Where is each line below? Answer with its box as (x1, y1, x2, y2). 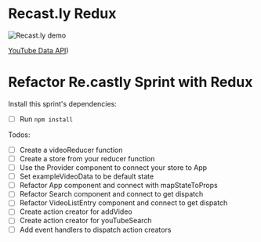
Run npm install (19, 114, 74, 124)
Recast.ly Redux (8, 5, 117, 23)
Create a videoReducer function (19, 145, 123, 154)
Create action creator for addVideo (19, 207, 132, 216)
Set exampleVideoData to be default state (19, 172, 154, 181)
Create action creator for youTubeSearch (19, 216, 152, 226)
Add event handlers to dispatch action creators (19, 225, 172, 234)
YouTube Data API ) (8, 45, 69, 55)
